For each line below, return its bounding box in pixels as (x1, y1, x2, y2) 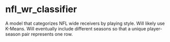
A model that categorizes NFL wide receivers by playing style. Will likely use (5, 20, 165, 26)
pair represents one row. (21, 31, 73, 37)
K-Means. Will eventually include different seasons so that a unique (5, 25, 147, 31)
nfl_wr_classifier (5, 4, 77, 15)
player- (147, 25, 162, 31)
